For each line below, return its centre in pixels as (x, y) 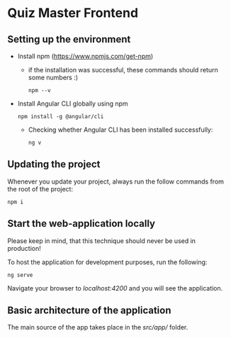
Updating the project (54, 164)
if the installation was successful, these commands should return (123, 70)
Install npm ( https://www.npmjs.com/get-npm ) (85, 56)
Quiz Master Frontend (73, 13)
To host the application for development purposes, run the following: (107, 262)
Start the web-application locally (81, 224)
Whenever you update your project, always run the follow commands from (116, 181)
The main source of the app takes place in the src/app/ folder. (98, 327)
